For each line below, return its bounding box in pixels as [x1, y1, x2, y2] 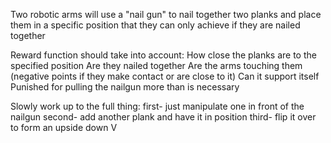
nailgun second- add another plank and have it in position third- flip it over [10, 111, 317, 123]
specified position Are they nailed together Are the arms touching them [10, 60, 303, 71]
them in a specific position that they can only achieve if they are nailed [10, 19, 301, 31]
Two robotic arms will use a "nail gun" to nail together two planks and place [10, 9, 322, 20]
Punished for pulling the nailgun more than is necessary [10, 81, 240, 93]
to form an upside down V [10, 122, 118, 133]
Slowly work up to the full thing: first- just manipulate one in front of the [10, 100, 305, 112]
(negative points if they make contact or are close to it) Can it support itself [10, 70, 320, 82]
